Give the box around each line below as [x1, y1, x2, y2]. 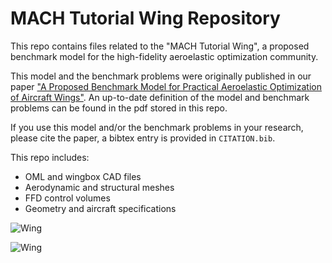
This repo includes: [10, 151, 90, 163]
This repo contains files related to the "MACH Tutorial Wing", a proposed [10, 40, 310, 52]
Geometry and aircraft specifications [24, 202, 177, 214]
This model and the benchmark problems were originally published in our [10, 70, 312, 82]
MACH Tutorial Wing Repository [10, 7, 281, 30]
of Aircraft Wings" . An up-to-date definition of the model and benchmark [10, 91, 310, 103]
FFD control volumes [24, 192, 111, 204]
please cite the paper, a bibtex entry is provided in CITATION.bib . [10, 132, 276, 144]
